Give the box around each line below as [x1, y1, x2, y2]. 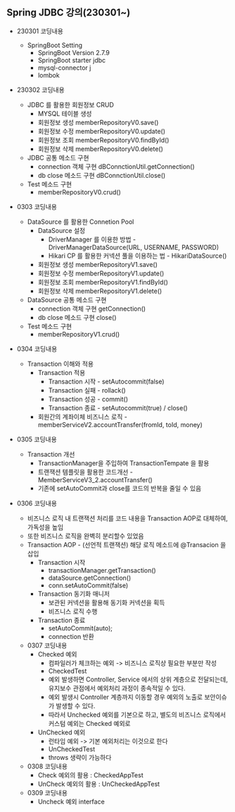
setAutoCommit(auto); [48, 623, 113, 632]
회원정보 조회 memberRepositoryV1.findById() [37, 277, 168, 286]
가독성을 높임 [27, 523, 64, 531]
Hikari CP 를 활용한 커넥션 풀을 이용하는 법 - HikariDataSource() [48, 251, 227, 260]
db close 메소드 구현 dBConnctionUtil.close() [37, 171, 166, 179]
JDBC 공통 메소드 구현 [27, 153, 89, 162]
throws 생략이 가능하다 [48, 753, 112, 761]
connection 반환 [48, 632, 94, 640]
